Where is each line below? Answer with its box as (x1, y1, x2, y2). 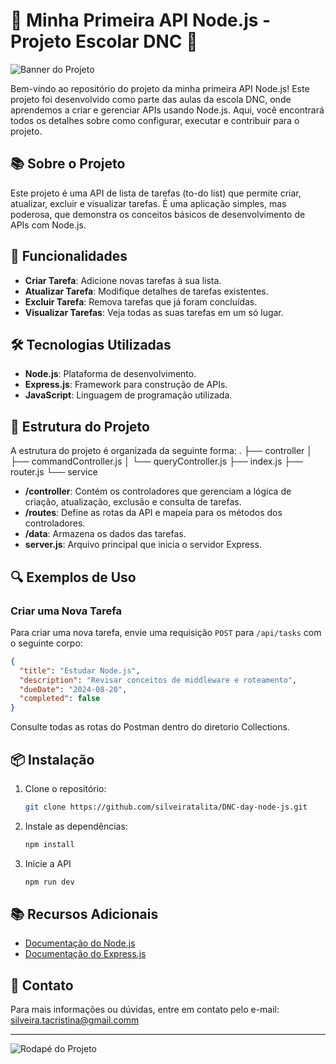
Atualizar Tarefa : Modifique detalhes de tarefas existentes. (24, 285, 269, 297)
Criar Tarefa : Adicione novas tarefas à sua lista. (24, 274, 222, 286)
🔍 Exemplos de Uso (10, 569, 137, 586)
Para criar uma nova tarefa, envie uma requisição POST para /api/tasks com (10, 626, 322, 638)
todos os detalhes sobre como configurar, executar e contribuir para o (10, 114, 300, 126)
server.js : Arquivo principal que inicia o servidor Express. (24, 539, 262, 551)
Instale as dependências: (24, 820, 128, 832)
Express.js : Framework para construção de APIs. (24, 379, 228, 391)
